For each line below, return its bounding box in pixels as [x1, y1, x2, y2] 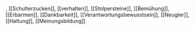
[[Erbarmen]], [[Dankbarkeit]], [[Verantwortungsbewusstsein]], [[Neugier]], [5, 11, 190, 18]
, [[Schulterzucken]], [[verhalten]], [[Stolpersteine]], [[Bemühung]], [5, 5, 170, 12]
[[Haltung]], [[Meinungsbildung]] [5, 18, 86, 24]
